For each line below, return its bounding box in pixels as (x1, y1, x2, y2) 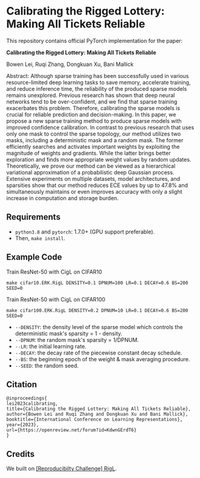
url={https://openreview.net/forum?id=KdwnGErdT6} (6, 427, 137, 433)
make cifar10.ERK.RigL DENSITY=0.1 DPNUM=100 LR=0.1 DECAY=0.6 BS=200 (6, 280, 188, 286)
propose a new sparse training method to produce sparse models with (6, 117, 182, 125)
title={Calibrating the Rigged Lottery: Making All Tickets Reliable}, (6, 406, 191, 412)
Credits (6, 449, 35, 459)
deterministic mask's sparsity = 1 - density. (15, 330, 122, 337)
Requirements (6, 212, 61, 222)
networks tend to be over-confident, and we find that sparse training (6, 98, 178, 105)
